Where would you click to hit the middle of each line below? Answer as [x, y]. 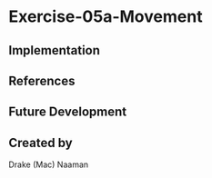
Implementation [55, 50]
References [42, 80]
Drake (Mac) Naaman [49, 164]
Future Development [68, 112]
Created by [41, 143]
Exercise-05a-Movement [106, 17]
